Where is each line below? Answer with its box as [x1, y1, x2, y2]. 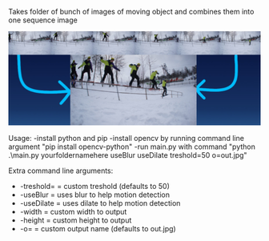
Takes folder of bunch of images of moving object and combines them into [8, 7, 255, 16]
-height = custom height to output [19, 215, 132, 225]
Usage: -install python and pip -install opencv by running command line [8, 134, 244, 143]
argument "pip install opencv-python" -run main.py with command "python [8, 142, 256, 151]
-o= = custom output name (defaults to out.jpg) [19, 224, 176, 234]
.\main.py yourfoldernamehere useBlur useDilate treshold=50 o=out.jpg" [8, 151, 247, 160]
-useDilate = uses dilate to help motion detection [19, 199, 181, 208]
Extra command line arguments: [8, 166, 114, 175]
